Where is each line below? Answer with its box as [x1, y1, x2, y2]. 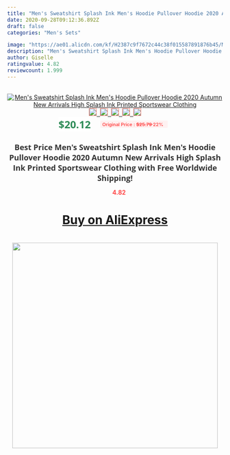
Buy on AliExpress [62, 212, 168, 228]
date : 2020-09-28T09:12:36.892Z [7, 16, 99, 23]
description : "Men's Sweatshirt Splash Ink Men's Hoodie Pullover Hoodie [7, 48, 222, 55]
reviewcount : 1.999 [7, 66, 63, 74]
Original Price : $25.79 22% [102, 121, 164, 127]
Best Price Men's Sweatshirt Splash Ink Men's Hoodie [14, 141, 216, 153]
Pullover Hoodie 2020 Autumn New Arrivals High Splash [9, 151, 221, 163]
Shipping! [97, 172, 133, 184]
